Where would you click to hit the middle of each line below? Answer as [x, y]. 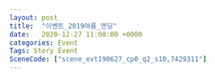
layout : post [34, 17]
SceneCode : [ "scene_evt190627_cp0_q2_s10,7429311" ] [108, 59]
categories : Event [44, 43]
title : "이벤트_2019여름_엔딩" [63, 26]
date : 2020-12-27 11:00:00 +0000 [76, 34]
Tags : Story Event [44, 51]
